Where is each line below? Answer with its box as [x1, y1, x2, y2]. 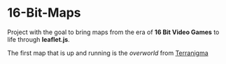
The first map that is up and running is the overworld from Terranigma [7, 49, 209, 57]
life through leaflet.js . [7, 35, 70, 43]
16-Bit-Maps [7, 5, 82, 21]
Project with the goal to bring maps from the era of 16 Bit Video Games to [7, 28, 220, 36]
